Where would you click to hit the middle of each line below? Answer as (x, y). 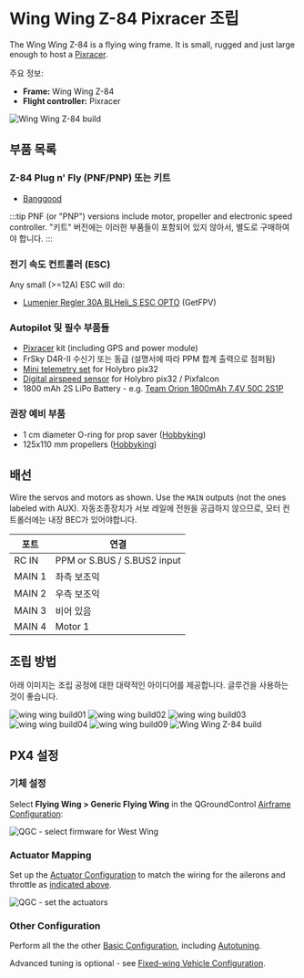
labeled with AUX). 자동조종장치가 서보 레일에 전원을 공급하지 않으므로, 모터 (145, 508)
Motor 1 (72, 627)
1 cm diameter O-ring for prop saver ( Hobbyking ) (114, 434)
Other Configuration (55, 926)
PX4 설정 (34, 755)
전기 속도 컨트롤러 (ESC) (60, 264)
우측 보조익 (77, 594)
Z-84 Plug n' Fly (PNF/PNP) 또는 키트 (90, 178)
